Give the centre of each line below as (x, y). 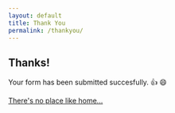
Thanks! (29, 62)
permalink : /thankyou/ (46, 30)
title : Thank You (37, 23)
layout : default (35, 16)
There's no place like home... (56, 101)
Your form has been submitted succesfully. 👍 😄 (87, 82)
